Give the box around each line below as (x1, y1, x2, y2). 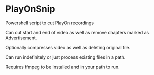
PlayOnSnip (5, 3, 55, 15)
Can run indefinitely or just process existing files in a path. (5, 54, 126, 60)
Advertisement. (5, 35, 37, 41)
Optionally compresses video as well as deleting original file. (5, 44, 131, 50)
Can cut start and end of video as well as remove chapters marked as (5, 29, 149, 35)
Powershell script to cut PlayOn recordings (5, 20, 94, 26)
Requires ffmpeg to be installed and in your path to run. (5, 64, 120, 70)
